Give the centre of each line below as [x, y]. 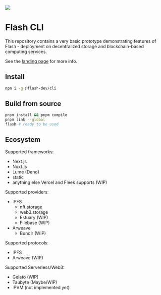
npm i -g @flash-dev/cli [31, 88]
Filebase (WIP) [35, 223]
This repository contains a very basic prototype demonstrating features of [81, 41]
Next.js [20, 161]
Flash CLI [25, 28]
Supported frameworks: [29, 152]
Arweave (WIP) [28, 257]
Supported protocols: [27, 242]
